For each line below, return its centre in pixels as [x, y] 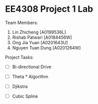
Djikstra [20, 86]
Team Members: [22, 23]
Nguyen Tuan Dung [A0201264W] [46, 48]
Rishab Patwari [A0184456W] [42, 37]
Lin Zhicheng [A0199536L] [39, 32]
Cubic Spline [25, 96]
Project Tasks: [19, 57]
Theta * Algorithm [30, 77]
